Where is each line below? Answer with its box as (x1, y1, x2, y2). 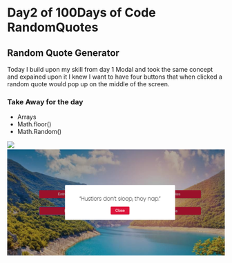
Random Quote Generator (7, 47, 119, 59)
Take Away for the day (7, 97, 84, 106)
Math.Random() (17, 128, 62, 136)
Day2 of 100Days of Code (7, 5, 157, 21)
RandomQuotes (7, 19, 99, 35)
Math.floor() (17, 120, 52, 128)
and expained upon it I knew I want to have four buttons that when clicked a (7, 72, 223, 81)
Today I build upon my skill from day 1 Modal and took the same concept (7, 66, 213, 73)
